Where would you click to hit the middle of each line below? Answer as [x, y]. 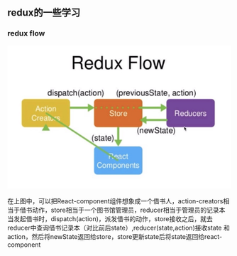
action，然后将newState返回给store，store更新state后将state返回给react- [115, 237]
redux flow [26, 33]
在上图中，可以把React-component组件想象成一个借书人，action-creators [115, 201]
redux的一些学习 [44, 13]
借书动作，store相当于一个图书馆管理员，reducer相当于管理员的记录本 [122, 210]
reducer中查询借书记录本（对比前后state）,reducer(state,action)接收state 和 [119, 228]
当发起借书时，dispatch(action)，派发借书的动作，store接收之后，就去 [110, 219]
